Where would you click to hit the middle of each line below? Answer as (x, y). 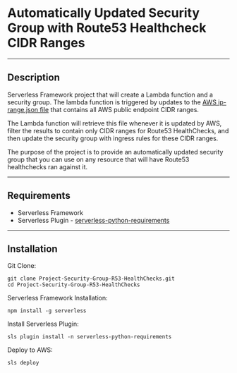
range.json (23, 109)
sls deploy (23, 363)
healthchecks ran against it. (48, 166)
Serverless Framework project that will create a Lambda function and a (110, 94)
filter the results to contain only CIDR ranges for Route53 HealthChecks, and (118, 130)
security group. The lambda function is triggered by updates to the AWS (112, 102)
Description (34, 78)
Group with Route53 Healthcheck (107, 28)
